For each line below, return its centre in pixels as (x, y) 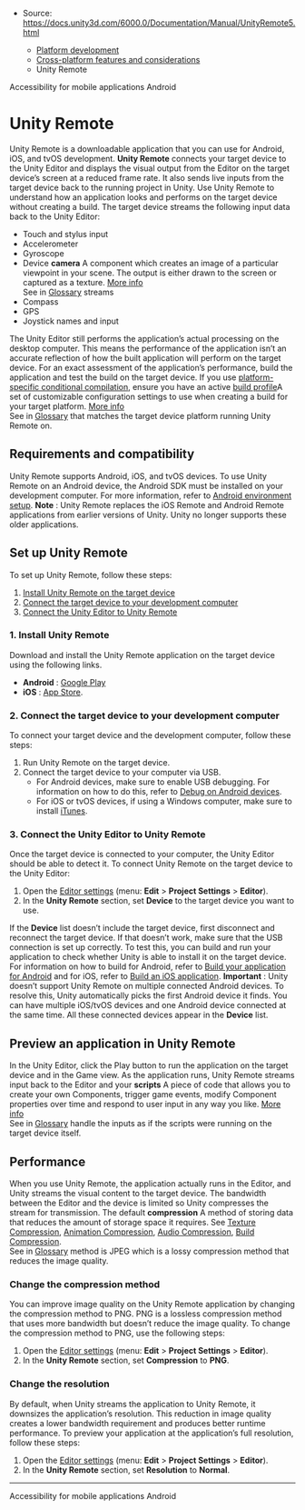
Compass (40, 301)
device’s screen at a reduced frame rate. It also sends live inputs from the (147, 177)
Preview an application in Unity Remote (123, 1043)
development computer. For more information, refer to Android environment (151, 495)
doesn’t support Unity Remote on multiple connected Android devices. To (147, 986)
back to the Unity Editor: (55, 216)
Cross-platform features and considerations (118, 60)
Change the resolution (60, 1384)
